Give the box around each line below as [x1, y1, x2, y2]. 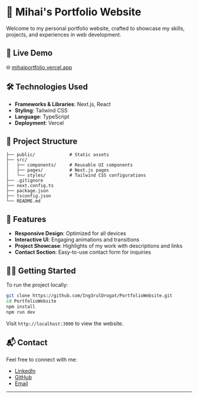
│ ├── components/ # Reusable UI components [6, 162, 133, 168]
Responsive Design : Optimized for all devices [14, 230, 127, 237]
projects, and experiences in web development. [6, 31, 122, 38]
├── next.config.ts [6, 183, 54, 189]
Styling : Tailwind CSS [14, 107, 68, 114]
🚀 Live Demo [6, 48, 53, 58]
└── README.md [6, 198, 41, 204]
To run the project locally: [6, 281, 68, 288]
